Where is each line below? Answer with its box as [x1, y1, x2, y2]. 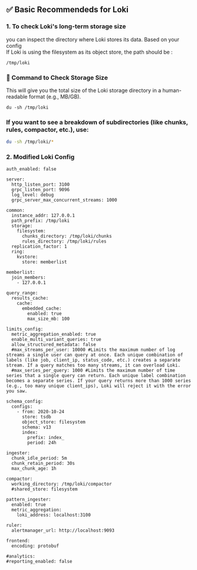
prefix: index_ [27, 435, 65, 441]
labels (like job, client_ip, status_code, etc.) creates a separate [6, 357, 181, 363]
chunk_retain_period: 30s [11, 460, 75, 467]
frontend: [6, 538, 31, 544]
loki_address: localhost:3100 [17, 512, 91, 518]
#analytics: [6, 553, 35, 559]
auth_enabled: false [6, 166, 57, 172]
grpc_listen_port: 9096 [11, 187, 70, 193]
